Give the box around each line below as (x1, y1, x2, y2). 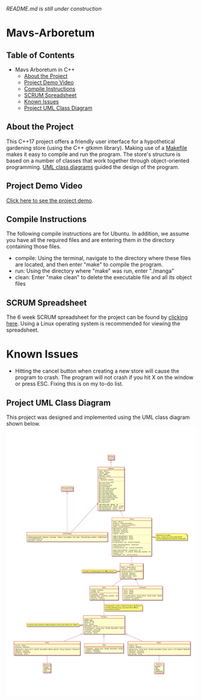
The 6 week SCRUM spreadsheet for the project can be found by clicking (6, 314, 188, 321)
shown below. (6, 420, 41, 427)
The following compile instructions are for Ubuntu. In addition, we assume (6, 230, 190, 237)
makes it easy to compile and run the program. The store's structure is (6, 150, 181, 158)
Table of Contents (6, 50, 75, 60)
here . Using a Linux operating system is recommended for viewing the (6, 320, 181, 327)
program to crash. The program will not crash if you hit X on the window (14, 374, 194, 381)
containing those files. (6, 243, 61, 250)
